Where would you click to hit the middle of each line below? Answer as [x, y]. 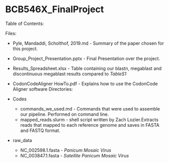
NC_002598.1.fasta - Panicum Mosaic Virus [66, 150]
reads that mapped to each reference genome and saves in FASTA [90, 125]
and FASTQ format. [40, 130]
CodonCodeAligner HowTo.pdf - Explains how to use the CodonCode [85, 84]
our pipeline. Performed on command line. [64, 114]
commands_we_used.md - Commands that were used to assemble [90, 108]
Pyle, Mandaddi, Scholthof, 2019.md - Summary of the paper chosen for [88, 43]
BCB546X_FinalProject [55, 9]
